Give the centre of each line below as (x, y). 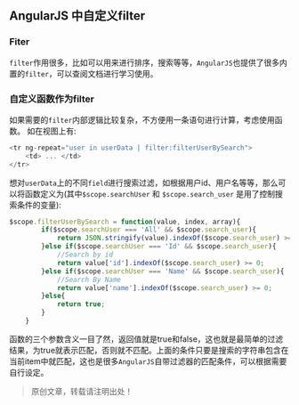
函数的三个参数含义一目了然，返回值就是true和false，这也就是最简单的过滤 (146, 339)
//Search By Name (89, 279)
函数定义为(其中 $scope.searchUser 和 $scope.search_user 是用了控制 (150, 193)
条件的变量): (39, 205)
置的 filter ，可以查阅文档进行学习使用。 (84, 73)
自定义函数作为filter (52, 99)
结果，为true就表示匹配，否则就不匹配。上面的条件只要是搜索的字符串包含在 (149, 350)
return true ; (81, 304)
